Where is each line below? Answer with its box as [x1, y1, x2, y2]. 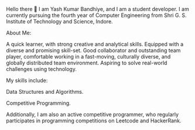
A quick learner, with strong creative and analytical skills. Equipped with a [6, 41, 184, 47]
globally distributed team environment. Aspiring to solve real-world [6, 59, 167, 66]
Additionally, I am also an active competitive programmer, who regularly [6, 111, 179, 118]
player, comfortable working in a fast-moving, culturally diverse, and [6, 53, 171, 60]
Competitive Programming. [6, 100, 71, 107]
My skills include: [6, 77, 48, 84]
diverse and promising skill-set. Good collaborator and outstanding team [6, 47, 181, 54]
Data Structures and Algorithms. [6, 88, 84, 95]
